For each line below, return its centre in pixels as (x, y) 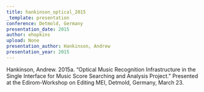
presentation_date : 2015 (38, 29)
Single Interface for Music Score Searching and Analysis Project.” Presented (102, 76)
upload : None (23, 40)
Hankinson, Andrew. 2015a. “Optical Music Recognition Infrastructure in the (101, 69)
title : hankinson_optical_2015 (46, 12)
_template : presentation (38, 18)
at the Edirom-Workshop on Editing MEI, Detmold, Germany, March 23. (95, 82)
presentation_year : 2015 (38, 52)
